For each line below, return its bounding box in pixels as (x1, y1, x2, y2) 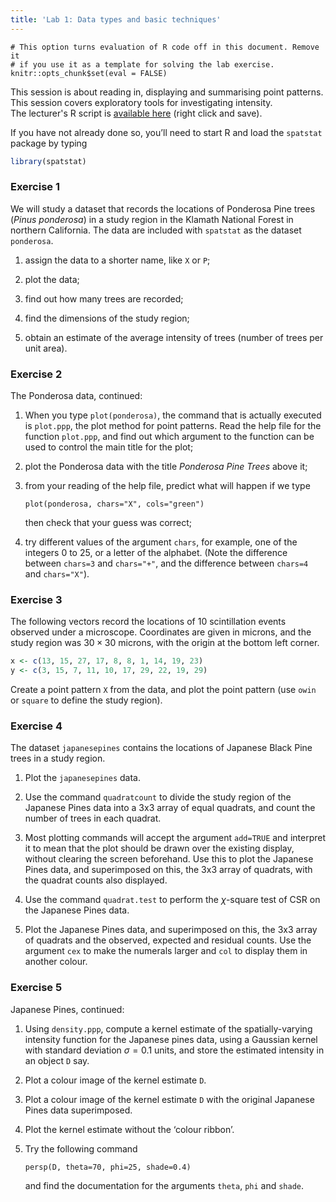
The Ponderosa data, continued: (10, 390, 143, 402)
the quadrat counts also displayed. (24, 874, 168, 886)
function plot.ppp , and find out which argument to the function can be (24, 431, 315, 443)
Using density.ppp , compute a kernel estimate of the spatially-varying (24, 1022, 313, 1035)
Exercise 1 (10, 180, 61, 194)
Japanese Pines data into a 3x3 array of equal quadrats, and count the (24, 802, 316, 814)
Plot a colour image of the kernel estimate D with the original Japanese (24, 1093, 315, 1105)
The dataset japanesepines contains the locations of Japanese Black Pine (10, 742, 313, 754)
